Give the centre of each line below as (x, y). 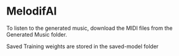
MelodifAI (31, 11)
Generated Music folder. (37, 34)
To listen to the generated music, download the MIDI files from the (89, 28)
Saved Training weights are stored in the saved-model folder (82, 46)
